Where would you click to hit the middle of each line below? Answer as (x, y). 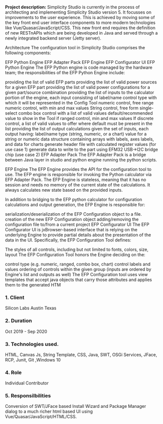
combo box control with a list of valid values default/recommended (85, 113)
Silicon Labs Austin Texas (31, 308)
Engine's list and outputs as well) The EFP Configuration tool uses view (76, 274)
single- (146, 108)
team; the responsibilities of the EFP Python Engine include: (65, 72)
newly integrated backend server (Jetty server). (53, 38)
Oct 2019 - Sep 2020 (26, 331)
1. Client (15, 297)
